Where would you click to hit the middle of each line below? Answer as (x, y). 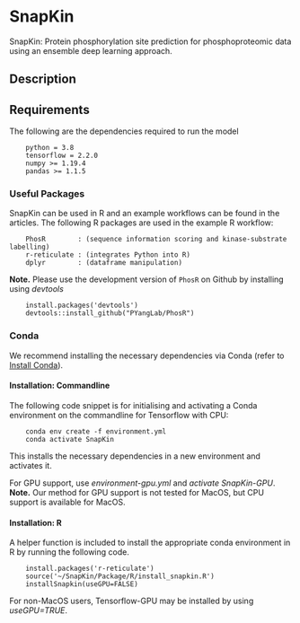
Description (43, 79)
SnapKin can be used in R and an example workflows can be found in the (145, 214)
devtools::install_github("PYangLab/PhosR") (110, 313)
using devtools (37, 289)
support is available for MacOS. (67, 502)
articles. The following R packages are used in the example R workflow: (141, 223)
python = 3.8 (50, 148)
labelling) (30, 247)
